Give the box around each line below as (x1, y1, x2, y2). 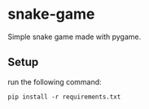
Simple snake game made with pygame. (7, 32, 142, 41)
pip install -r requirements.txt (7, 93, 121, 101)
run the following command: (7, 76, 103, 86)
